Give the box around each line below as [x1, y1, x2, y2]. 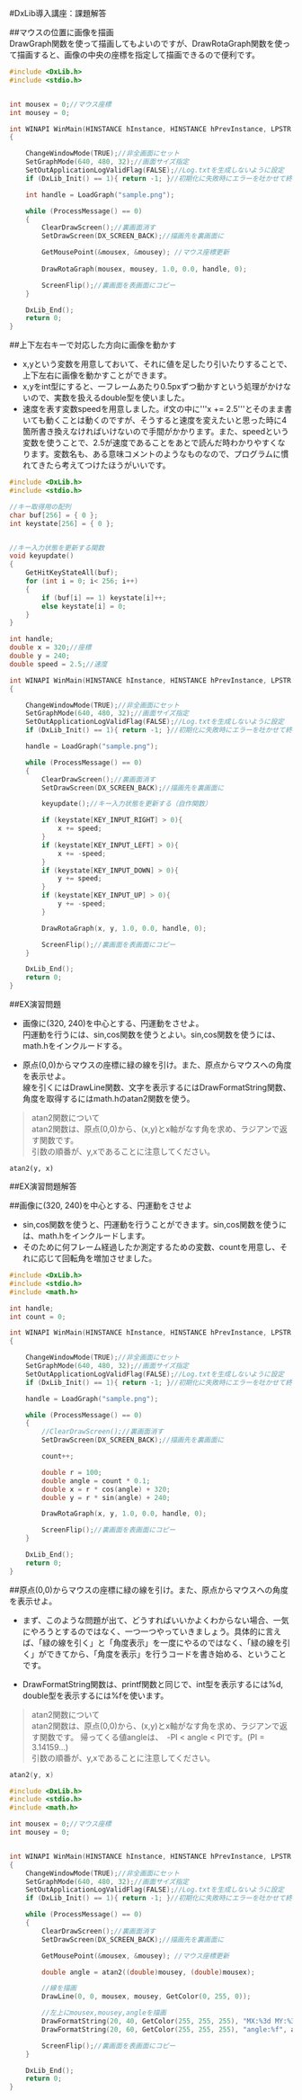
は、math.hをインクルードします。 [22, 1230, 150, 1241]
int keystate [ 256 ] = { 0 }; [9, 519, 115, 528]
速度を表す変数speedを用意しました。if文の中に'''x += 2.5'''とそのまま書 [22, 404, 292, 415]
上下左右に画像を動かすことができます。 [22, 370, 173, 380]
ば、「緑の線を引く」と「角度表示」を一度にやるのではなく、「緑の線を [22, 1637, 283, 1648]
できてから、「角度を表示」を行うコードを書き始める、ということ [46, 1649, 287, 1659]
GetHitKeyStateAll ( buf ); [25, 568, 119, 577]
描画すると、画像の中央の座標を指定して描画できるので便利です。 [16, 49, 261, 60]
